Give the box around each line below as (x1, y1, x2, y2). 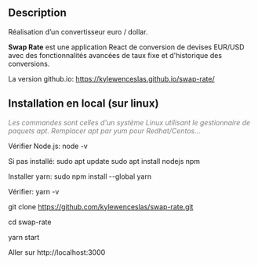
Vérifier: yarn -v (8, 187, 60, 196)
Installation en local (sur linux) (8, 97, 159, 111)
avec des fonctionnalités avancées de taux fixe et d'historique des (8, 50, 222, 60)
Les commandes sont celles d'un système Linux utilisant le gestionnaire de (8, 118, 251, 127)
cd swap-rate (8, 217, 52, 227)
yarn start (8, 232, 40, 241)
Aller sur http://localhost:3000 (8, 247, 106, 257)
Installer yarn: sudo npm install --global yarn (8, 172, 151, 181)
